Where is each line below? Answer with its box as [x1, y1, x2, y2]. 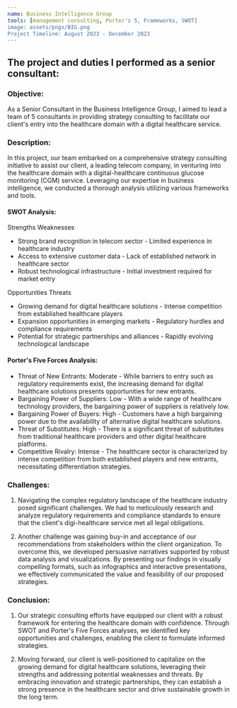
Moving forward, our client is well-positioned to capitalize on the [17, 655, 206, 663]
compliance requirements [17, 325, 93, 333]
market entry [17, 274, 55, 283]
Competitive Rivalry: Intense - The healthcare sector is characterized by [17, 447, 228, 456]
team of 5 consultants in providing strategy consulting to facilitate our [7, 112, 210, 120]
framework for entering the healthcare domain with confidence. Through [17, 619, 230, 627]
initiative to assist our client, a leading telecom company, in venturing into [7, 161, 221, 170]
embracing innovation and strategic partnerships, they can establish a [17, 678, 221, 686]
